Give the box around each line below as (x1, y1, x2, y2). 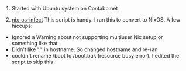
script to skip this (11, 58, 54, 65)
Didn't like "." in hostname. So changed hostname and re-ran (11, 46, 158, 53)
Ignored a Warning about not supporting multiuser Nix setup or (11, 34, 163, 40)
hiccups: (11, 23, 33, 29)
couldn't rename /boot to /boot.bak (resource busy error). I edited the (11, 52, 180, 59)
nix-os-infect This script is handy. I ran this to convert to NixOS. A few (11, 16, 181, 23)
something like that (11, 40, 58, 47)
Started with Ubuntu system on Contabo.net (11, 5, 118, 12)
